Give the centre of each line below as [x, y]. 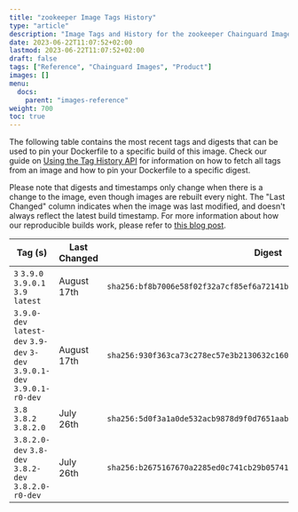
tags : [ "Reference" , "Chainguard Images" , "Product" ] [111, 68]
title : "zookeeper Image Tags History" [83, 17]
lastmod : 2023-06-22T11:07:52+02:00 [77, 51]
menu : [19, 84]
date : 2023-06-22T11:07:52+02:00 [71, 42]
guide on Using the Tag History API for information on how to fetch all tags [145, 161]
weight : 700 [31, 108]
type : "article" [39, 26]
